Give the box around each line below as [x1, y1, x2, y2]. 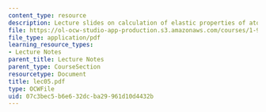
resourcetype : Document [8, 70, 87, 78]
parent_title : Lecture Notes [8, 56, 104, 64]
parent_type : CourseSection [8, 63, 101, 71]
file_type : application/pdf [8, 33, 101, 42]
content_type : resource [8, 11, 87, 20]
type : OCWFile [8, 84, 55, 93]
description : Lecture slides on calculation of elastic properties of [8, 19, 246, 27]
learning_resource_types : [8, 41, 93, 49]
